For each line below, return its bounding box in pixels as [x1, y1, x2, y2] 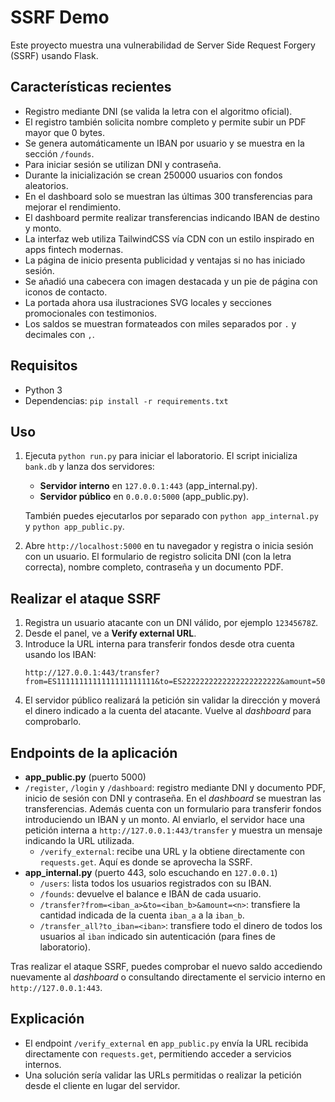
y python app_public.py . [24, 521, 125, 533]
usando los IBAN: [24, 649, 97, 661]
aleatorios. [24, 179, 69, 191]
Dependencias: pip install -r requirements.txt [24, 394, 229, 406]
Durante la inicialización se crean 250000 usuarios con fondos [24, 169, 283, 181]
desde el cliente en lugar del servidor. [24, 1079, 181, 1091]
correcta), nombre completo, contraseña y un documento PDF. [24, 561, 284, 573]
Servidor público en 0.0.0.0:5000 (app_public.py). [39, 491, 250, 503]
